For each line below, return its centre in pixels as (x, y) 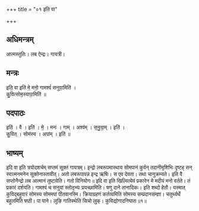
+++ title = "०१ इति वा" (32, 9)
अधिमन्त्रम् (20, 40)
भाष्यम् (15, 153)
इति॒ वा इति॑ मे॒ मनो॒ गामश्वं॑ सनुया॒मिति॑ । (41, 87)
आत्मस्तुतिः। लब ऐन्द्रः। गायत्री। (36, 54)
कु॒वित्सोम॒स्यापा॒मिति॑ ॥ (26, 94)
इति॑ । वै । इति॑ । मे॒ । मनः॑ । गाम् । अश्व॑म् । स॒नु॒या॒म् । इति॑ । (66, 127)
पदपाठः (16, 113)
